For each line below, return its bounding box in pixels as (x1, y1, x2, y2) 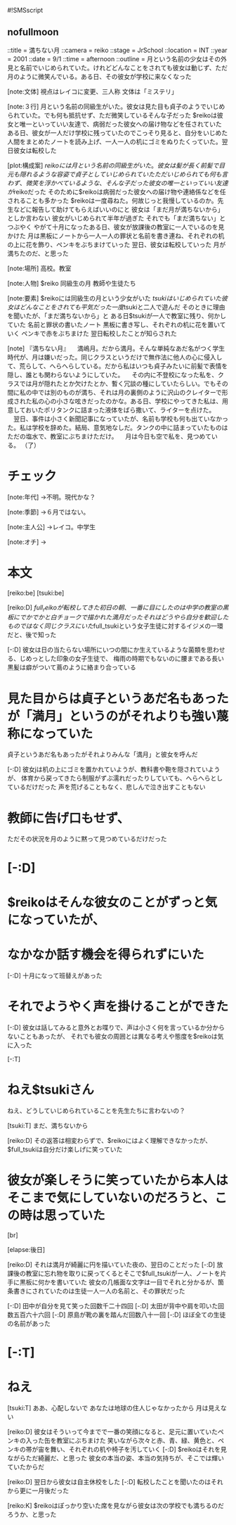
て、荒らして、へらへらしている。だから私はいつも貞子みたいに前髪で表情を (7, 362, 228, 370)
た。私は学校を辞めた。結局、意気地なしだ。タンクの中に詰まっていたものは (7, 423, 228, 431)
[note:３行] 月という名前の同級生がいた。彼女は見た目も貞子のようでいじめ (7, 102, 225, 110)
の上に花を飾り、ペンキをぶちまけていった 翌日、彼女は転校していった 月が (7, 240, 226, 248)
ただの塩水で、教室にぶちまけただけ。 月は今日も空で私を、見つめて (7, 432, 212, 441)
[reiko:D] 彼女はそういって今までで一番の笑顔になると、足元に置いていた (7, 1427, 218, 1436)
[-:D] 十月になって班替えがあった (7, 971, 103, 980)
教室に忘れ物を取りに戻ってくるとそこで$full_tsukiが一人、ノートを (25, 1270, 221, 1278)
